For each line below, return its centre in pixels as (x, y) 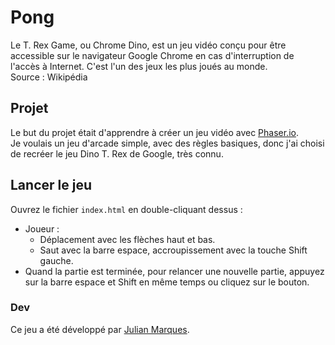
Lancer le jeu (51, 185)
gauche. (56, 260)
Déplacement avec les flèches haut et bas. (127, 239)
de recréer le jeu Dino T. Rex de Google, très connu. (117, 153)
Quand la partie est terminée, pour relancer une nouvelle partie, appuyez (174, 271)
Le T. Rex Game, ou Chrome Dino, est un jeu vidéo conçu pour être (148, 45)
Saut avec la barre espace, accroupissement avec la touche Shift (173, 250)
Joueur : (42, 228)
